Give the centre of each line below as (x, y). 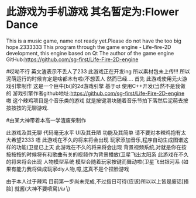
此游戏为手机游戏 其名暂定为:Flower (93, 12)
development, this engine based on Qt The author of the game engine (90, 53)
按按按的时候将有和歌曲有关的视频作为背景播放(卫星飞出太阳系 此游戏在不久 (97, 154)
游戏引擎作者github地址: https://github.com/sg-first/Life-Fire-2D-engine (99, 93)
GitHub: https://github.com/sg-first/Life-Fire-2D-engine (72, 59)
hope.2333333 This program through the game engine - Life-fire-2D (89, 47)
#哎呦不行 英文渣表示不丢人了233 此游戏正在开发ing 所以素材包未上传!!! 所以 (98, 71)
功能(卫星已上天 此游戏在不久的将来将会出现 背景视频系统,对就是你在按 (102, 147)
